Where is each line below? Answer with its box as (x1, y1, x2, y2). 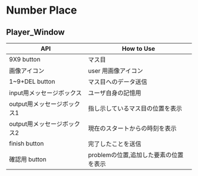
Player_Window (6, 27, 65, 37)
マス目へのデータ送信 (88, 78, 147, 86)
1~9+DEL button (9, 77, 55, 86)
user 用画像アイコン (88, 67, 143, 74)
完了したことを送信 (88, 140, 141, 148)
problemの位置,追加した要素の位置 (88, 151, 184, 159)
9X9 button (9, 56, 41, 63)
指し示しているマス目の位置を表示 (88, 105, 183, 112)
